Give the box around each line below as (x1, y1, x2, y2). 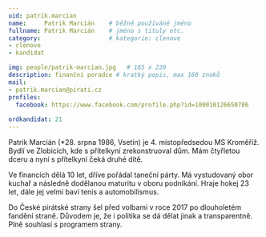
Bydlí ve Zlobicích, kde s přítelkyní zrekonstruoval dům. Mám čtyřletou (8, 146, 240, 155)
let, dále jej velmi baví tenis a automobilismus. (8, 187, 159, 196)
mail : (8, 78, 26, 86)
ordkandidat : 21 (8, 115, 62, 124)
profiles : (8, 93, 42, 101)
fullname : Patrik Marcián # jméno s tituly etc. (8, 26, 184, 34)
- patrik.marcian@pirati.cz (8, 86, 103, 94)
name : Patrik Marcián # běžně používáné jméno (8, 19, 192, 27)
